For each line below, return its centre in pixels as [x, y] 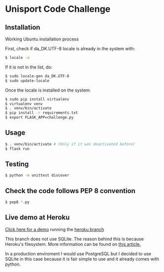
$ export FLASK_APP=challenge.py [39, 118]
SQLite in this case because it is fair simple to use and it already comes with [82, 259]
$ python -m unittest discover [37, 175]
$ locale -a [17, 58]
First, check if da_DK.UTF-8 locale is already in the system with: [70, 49]
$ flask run [17, 149]
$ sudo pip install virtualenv [37, 99]
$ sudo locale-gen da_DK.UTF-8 [37, 76]
